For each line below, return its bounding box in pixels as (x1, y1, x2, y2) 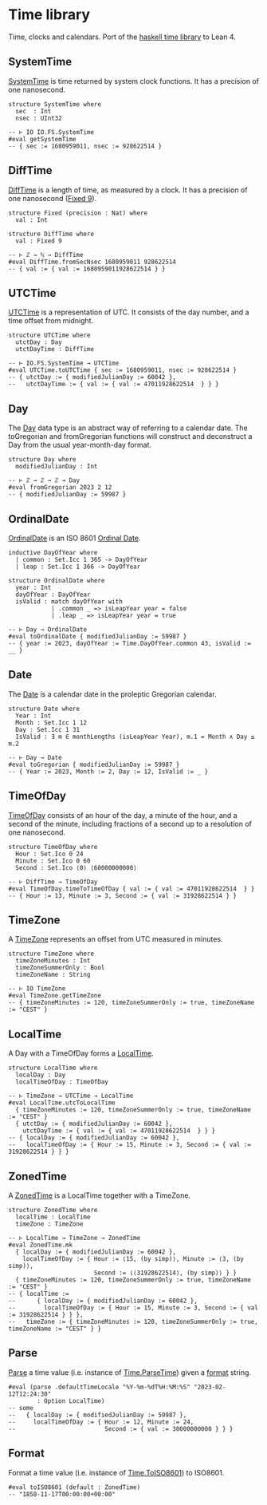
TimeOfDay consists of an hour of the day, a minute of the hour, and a (8, 810, 238, 820)
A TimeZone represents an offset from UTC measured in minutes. (8, 934, 223, 944)
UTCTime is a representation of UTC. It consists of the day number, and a (8, 307, 249, 317)
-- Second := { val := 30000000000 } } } (8, 1424, 234, 1433)
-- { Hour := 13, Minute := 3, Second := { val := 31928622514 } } (8, 891, 238, 899)
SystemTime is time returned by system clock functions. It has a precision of (8, 76, 260, 85)
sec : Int (15, 107, 52, 115)
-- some (8, 1404, 34, 1412)
